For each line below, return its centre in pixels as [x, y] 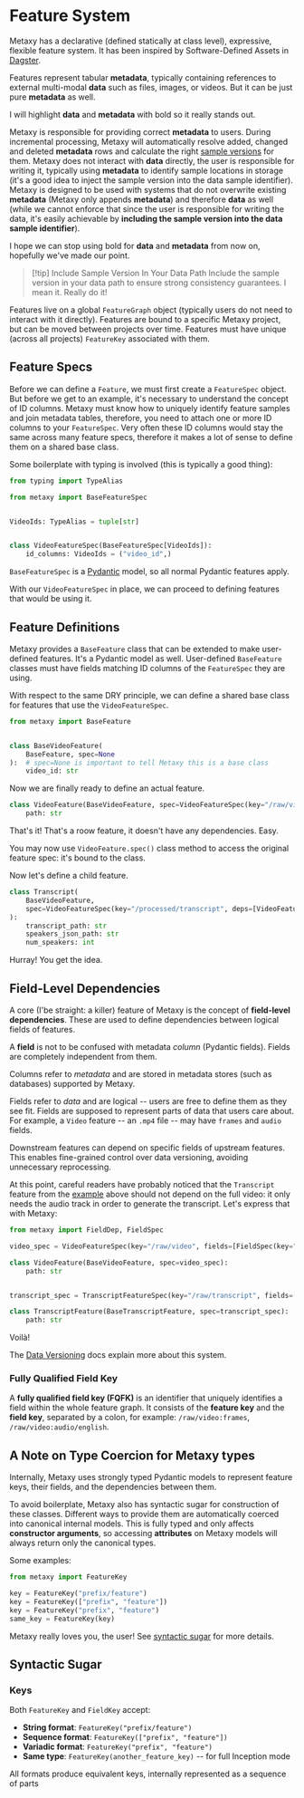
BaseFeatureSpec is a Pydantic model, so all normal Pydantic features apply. [149, 572]
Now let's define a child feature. [69, 876]
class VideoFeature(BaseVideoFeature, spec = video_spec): [119, 1263]
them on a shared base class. [64, 447]
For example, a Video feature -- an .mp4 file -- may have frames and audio [146, 1120]
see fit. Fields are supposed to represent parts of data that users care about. [152, 1111]
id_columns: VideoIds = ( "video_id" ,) [99, 554]
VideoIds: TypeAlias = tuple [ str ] [75, 522]
